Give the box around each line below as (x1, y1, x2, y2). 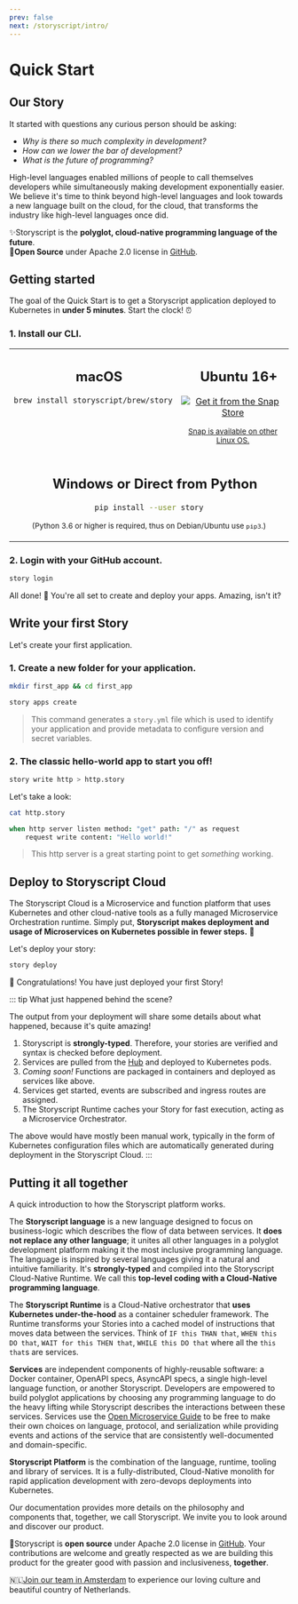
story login (9, 574, 53, 583)
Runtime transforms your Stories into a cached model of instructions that (9, 1318, 275, 1329)
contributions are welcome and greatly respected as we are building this (9, 1547, 273, 1558)
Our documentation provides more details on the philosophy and (9, 1502, 245, 1512)
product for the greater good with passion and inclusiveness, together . (9, 1557, 269, 1568)
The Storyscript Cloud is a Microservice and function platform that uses (9, 898, 271, 909)
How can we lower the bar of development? (21, 145, 183, 156)
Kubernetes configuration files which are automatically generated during (9, 1140, 275, 1151)
